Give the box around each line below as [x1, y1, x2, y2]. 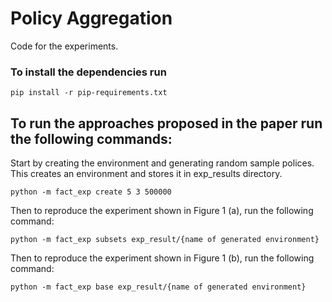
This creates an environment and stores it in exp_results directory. [10, 168, 283, 180]
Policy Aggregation [10, 7, 173, 30]
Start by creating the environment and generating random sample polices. [10, 157, 315, 169]
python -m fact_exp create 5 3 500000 [10, 187, 172, 197]
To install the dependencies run [10, 65, 167, 79]
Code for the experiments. [10, 40, 119, 52]
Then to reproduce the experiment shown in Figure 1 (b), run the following [10, 252, 315, 264]
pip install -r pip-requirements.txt [10, 88, 168, 98]
